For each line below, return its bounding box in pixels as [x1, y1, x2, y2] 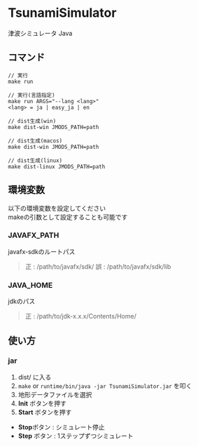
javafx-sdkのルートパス [8, 247, 76, 255]
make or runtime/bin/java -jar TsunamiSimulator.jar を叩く [17, 381, 192, 390]
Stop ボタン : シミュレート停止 [17, 422, 106, 431]
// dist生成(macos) [8, 137, 63, 145]
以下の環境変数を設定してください [8, 204, 106, 212]
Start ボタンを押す [17, 408, 72, 416]
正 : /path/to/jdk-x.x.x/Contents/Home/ [24, 312, 137, 321]
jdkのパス [8, 297, 36, 306]
